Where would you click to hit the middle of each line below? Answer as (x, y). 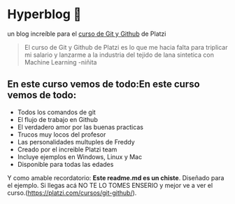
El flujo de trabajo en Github (57, 119)
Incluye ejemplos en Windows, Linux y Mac (79, 156)
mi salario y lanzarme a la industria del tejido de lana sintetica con (119, 55)
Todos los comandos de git (56, 112)
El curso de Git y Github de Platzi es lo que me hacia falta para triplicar (126, 47)
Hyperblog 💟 (44, 14)
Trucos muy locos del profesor (62, 134)
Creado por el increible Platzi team (67, 149)
